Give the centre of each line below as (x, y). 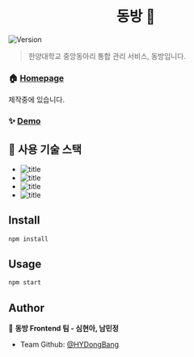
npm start (25, 283)
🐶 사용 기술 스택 (45, 149)
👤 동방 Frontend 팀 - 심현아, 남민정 (63, 329)
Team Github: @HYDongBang (70, 345)
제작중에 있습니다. (37, 100)
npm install (28, 239)
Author (26, 308)
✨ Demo (25, 121)
